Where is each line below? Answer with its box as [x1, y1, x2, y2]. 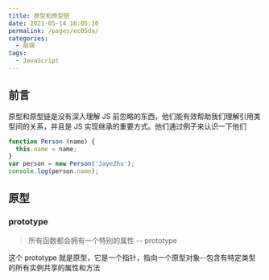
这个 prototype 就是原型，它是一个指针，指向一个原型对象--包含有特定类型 [8, 253, 256, 262]
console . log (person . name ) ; [8, 167, 99, 175]
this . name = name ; [15, 145, 78, 153]
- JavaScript [15, 57, 60, 65]
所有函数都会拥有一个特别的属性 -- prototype [27, 235, 177, 245]
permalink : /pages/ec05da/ [8, 27, 99, 35]
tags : [8, 49, 27, 57]
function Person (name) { [8, 138, 95, 146]
